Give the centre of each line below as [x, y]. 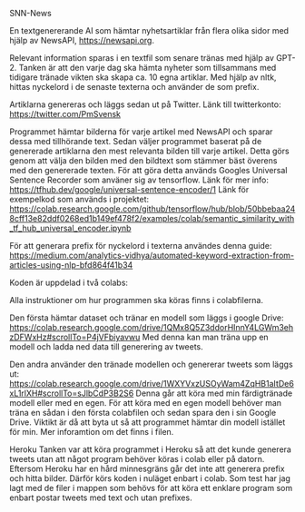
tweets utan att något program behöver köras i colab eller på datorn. [137, 459]
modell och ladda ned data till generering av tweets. [107, 347]
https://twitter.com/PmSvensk [65, 114]
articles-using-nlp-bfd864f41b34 [71, 265]
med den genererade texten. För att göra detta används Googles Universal [148, 170]
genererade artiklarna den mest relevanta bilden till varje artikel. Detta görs [149, 151]
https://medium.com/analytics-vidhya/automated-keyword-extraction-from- [152, 255]
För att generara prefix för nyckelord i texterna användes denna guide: [141, 246]
